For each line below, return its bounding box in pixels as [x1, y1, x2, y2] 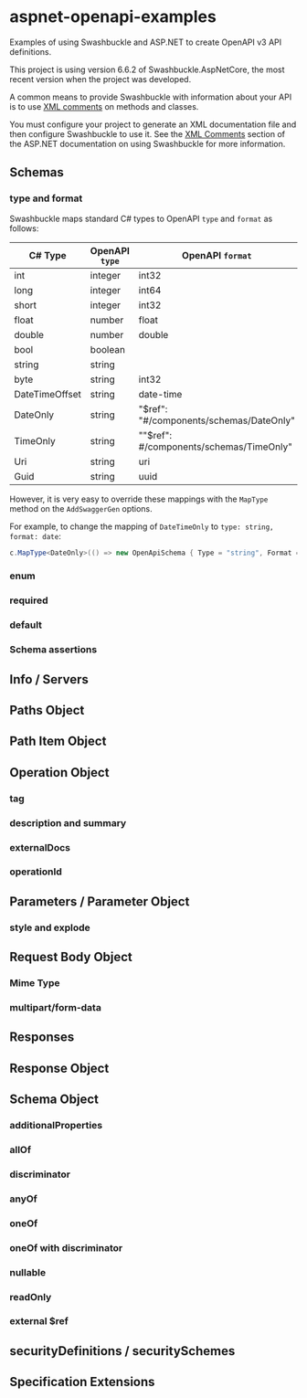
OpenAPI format [181, 249, 252, 261]
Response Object [9, 1060, 110, 1075]
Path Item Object [9, 734, 107, 749]
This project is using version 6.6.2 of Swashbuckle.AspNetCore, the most [9, 64, 285, 75]
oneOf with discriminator [9, 1241, 123, 1254]
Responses [9, 1030, 75, 1045]
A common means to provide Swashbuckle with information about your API [9, 91, 292, 102]
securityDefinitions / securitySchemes [9, 1343, 236, 1359]
